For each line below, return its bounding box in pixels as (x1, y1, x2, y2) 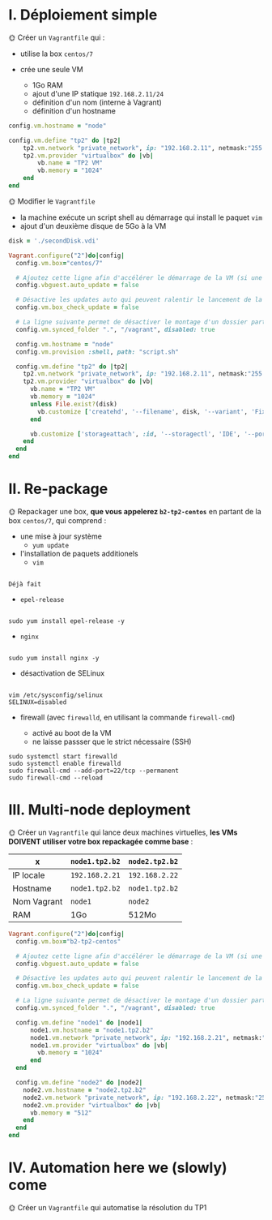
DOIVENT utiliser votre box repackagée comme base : (8, 836, 193, 846)
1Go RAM (32, 79, 63, 90)
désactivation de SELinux (19, 668, 105, 678)
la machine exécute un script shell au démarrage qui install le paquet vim (19, 213, 263, 222)
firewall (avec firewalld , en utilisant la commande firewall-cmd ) (19, 712, 236, 722)
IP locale (12, 870, 45, 881)
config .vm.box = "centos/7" (15, 259, 104, 267)
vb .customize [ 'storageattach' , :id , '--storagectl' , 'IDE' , (29, 430, 241, 438)
